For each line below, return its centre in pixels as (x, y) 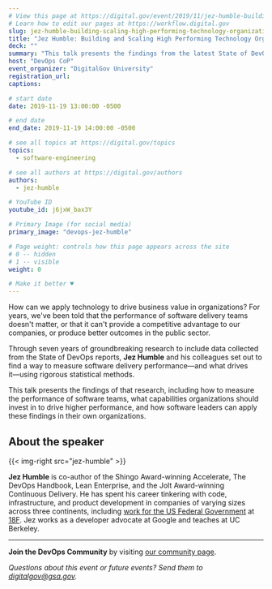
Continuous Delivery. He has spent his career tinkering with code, (118, 494)
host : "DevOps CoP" (41, 62)
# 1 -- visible (34, 262)
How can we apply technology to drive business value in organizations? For (134, 307)
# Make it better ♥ (41, 284)
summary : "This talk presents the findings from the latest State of (128, 54)
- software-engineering (55, 158)
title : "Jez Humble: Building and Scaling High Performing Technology (130, 39)
